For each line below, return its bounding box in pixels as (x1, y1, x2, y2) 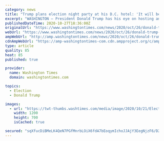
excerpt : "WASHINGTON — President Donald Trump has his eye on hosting (5, 16, 154, 21)
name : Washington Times (9, 70, 58, 76)
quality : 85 (5, 48, 29, 53)
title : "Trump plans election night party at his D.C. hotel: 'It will (5, 12, 154, 17)
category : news (5, 7, 36, 12)
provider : (5, 66, 25, 71)
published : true (5, 57, 38, 62)
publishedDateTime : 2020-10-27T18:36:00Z (5, 20, 91, 26)
